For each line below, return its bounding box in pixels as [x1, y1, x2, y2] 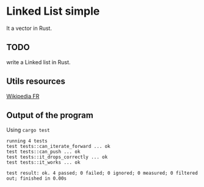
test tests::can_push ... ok [6, 148, 81, 155]
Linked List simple [6, 4, 100, 18]
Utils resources [6, 76, 66, 87]
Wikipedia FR [6, 92, 40, 100]
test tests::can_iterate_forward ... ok [6, 144, 111, 150]
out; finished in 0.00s [6, 175, 67, 182]
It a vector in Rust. [6, 24, 52, 32]
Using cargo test [6, 127, 50, 134]
